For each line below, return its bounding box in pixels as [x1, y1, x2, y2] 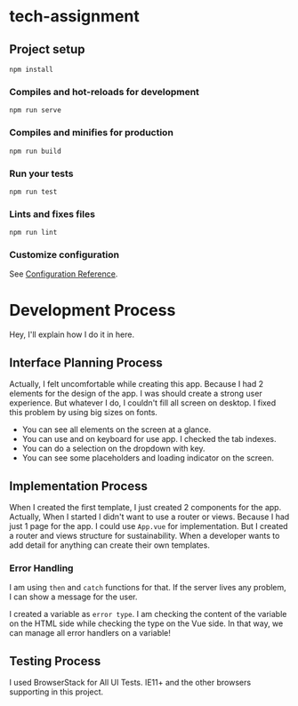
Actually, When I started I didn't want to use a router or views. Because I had [9, 511, 290, 522]
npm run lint [9, 229, 58, 237]
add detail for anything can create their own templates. [9, 540, 211, 550]
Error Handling [9, 562, 74, 574]
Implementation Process [9, 478, 149, 493]
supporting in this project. [9, 686, 104, 697]
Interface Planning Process [9, 355, 163, 370]
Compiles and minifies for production [9, 126, 173, 139]
